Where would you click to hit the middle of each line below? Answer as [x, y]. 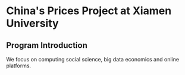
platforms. [19, 66]
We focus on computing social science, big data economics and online [93, 59]
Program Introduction [47, 45]
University [32, 23]
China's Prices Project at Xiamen [89, 11]
